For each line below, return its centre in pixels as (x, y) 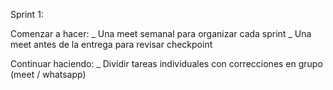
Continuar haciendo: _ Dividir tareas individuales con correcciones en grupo (166, 63)
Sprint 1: (27, 14)
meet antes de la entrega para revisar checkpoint (111, 44)
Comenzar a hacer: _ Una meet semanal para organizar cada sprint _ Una (161, 33)
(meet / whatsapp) (48, 74)
